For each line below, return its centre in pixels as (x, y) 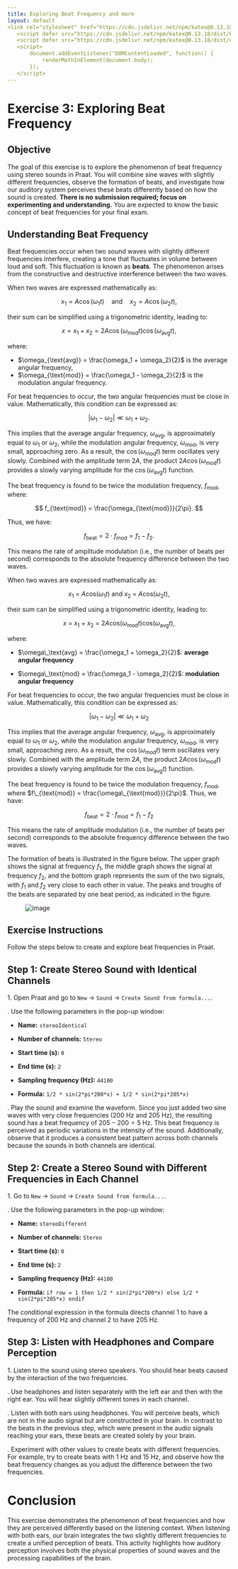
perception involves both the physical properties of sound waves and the (114, 1550)
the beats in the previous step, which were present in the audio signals (110, 1428)
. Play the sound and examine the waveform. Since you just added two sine (117, 1108)
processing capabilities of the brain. (59, 1558)
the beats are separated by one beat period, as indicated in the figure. (109, 894)
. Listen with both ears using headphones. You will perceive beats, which (114, 1413)
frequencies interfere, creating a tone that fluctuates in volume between (112, 259)
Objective (29, 150)
